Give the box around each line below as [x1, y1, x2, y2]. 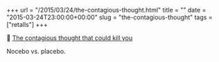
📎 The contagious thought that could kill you [6, 34, 133, 42]
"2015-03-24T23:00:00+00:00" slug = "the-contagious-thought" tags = [6, 13, 213, 21]
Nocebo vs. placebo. [6, 48, 67, 55]
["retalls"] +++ [6, 21, 48, 28]
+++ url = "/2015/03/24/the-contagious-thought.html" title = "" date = [6, 6, 207, 14]
